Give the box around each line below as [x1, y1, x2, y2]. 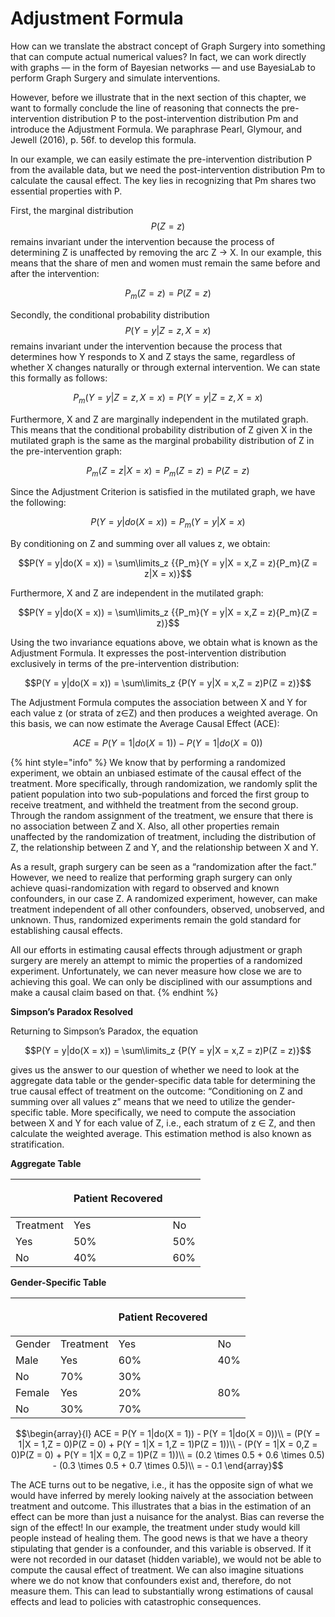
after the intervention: [10, 267, 100, 279]
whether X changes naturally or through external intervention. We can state [10, 361, 321, 373]
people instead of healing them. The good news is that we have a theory [10, 1532, 308, 1544]
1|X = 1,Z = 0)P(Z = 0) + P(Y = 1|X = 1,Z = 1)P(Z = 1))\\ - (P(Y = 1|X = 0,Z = [18, 1438, 318, 1451]
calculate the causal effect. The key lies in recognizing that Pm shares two [10, 174, 317, 186]
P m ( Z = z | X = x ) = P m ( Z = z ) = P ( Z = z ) [86, 464, 250, 479]
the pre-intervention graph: [10, 445, 123, 457]
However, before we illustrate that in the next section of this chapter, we [10, 91, 307, 103]
